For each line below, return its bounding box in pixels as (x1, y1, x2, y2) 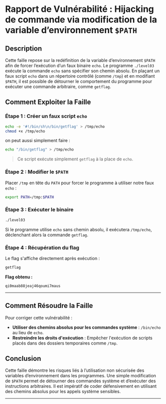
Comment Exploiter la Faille (5, 98, 91, 106)
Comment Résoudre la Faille (5, 302, 93, 310)
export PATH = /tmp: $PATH (5, 195, 54, 200)
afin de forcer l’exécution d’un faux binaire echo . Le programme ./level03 (5, 63, 155, 68)
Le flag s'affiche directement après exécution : (5, 255, 100, 261)
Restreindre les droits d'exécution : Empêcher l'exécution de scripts (12, 335, 153, 341)
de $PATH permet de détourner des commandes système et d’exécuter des (5, 378, 156, 384)
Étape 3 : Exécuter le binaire (5, 206, 74, 213)
